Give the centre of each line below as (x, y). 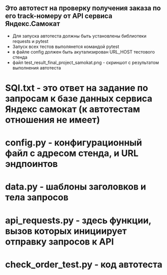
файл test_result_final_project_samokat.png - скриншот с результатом (85, 62)
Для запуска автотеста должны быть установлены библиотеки (79, 36)
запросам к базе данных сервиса (79, 98)
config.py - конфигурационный (74, 143)
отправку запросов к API (60, 241)
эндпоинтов (32, 164)
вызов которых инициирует (66, 231)
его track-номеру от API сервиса (59, 16)
